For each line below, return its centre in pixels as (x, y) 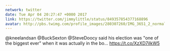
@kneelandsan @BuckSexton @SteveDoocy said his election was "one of (82, 38)
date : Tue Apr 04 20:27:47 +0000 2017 (46, 14)
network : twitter (24, 10)
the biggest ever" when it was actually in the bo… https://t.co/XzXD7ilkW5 (82, 43)
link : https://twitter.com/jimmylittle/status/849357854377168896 (77, 19)
